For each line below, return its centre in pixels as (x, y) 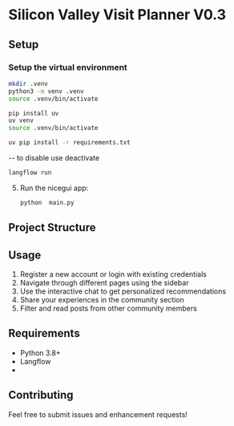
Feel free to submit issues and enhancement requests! (98, 414)
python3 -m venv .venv (46, 91)
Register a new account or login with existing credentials (113, 274)
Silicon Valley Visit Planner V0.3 (117, 15)
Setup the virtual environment (68, 67)
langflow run (30, 172)
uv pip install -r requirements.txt (69, 143)
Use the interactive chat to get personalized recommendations (123, 291)
